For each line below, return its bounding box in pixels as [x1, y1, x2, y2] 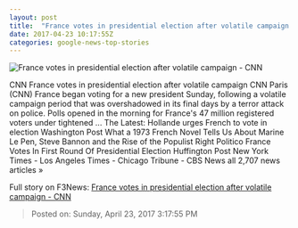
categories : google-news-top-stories [9, 37, 150, 47]
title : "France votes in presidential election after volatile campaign [9, 21, 290, 30]
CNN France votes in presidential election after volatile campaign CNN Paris [9, 79, 288, 90]
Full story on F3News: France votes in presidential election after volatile [9, 182, 272, 192]
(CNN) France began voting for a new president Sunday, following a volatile [9, 89, 287, 100]
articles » [9, 165, 44, 175]
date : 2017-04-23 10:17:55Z [9, 29, 114, 38]
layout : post [9, 12, 58, 22]
